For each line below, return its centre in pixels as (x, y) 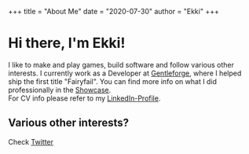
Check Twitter (31, 141)
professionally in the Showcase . (60, 90)
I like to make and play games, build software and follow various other (121, 64)
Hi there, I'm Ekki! (67, 43)
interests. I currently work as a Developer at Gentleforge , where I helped (125, 73)
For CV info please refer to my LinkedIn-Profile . (84, 98)
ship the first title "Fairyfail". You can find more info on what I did (113, 81)
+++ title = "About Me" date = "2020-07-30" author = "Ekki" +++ (114, 11)
